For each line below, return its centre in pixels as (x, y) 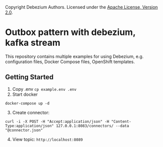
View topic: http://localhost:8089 (47, 139)
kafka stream (33, 43)
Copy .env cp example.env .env (44, 89)
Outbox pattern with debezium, (70, 32)
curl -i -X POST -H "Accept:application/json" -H (57, 121)
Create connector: (31, 112)
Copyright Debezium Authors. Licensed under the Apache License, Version (81, 7)
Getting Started (29, 77)
